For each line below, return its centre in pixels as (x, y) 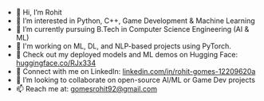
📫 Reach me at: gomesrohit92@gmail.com (87, 89)
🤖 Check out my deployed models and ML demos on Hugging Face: (126, 54)
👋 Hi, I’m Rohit (39, 12)
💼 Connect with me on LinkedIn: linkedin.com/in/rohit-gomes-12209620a (136, 71)
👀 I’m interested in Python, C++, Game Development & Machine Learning (135, 21)
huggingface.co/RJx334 (56, 63)
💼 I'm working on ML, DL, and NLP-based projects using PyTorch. (123, 46)
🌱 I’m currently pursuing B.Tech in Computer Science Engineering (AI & (132, 29)
